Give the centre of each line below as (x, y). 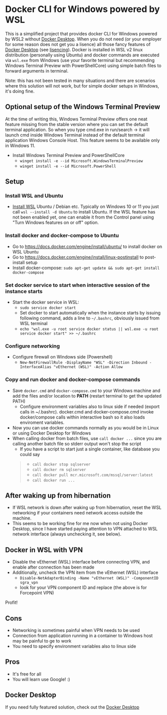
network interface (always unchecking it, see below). (67, 534)
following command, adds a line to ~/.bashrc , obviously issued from (89, 318)
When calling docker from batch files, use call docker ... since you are (87, 438)
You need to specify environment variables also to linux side (74, 646)
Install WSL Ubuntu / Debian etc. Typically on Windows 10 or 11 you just (85, 206)
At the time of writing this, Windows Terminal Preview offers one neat (76, 119)
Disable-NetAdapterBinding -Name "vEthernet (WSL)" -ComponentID (89, 578)
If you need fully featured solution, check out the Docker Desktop (72, 707)
